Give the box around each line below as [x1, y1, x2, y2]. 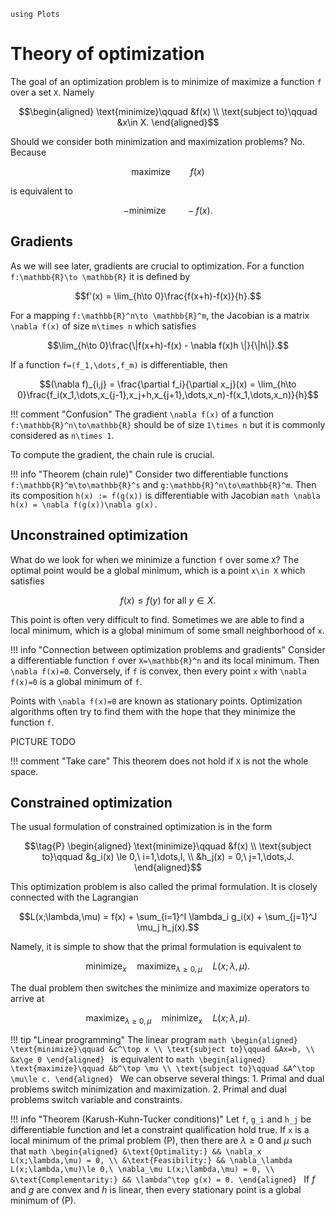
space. [10, 765, 39, 777]
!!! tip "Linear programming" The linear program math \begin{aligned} [10, 1033, 298, 1045]
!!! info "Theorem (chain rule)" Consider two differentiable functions [10, 468, 289, 480]
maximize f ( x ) [131, 165, 205, 177]
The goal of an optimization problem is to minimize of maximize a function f [10, 75, 322, 87]
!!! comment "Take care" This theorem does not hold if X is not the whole [10, 755, 309, 767]
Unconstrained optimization [10, 527, 189, 544]
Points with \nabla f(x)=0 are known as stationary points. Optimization [10, 695, 303, 707]
